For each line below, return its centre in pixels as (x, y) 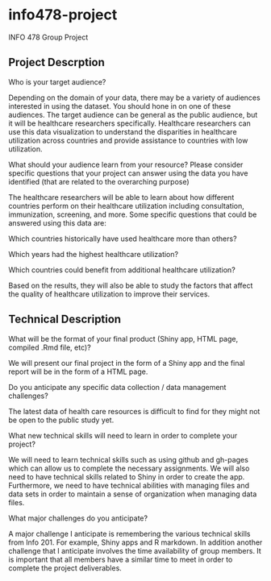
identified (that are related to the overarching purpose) (99, 181)
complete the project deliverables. (65, 568)
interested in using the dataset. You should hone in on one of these (120, 106)
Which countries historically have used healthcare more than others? (123, 239)
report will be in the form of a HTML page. (78, 371)
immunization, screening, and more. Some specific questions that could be (133, 214)
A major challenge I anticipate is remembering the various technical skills (129, 533)
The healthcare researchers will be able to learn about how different (121, 197)
